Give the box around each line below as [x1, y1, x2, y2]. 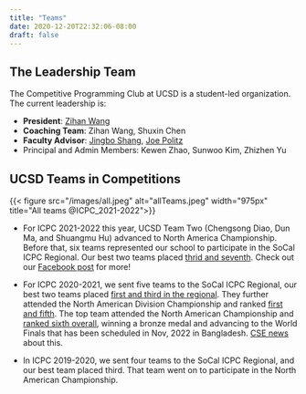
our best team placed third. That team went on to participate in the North [22, 365, 297, 375]
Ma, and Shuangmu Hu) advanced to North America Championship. [22, 233, 278, 243]
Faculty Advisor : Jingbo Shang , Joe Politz [22, 135, 184, 146]
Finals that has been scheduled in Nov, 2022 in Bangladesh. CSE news [22, 327, 290, 338]
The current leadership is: [9, 98, 107, 109]
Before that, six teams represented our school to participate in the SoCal [22, 243, 295, 253]
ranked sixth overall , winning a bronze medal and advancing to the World [22, 318, 298, 328]
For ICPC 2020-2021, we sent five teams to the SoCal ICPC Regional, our [22, 279, 297, 290]
